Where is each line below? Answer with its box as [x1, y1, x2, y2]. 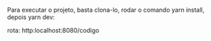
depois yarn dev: [7, 13, 55, 21]
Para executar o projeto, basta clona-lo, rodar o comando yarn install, [7, 6, 205, 14]
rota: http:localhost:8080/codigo [7, 27, 100, 34]
